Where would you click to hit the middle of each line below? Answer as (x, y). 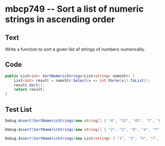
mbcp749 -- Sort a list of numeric (74, 9)
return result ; (29, 90)
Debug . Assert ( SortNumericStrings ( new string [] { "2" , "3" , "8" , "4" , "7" (82, 129)
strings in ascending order (60, 19)
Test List (18, 109)
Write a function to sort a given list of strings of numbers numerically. (75, 49)
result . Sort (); (29, 85)
